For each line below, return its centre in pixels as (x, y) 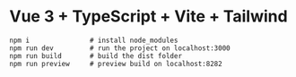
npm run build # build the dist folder (96, 56)
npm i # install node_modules (94, 40)
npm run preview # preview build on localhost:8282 (116, 64)
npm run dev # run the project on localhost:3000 (120, 48)
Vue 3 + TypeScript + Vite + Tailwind (149, 17)
